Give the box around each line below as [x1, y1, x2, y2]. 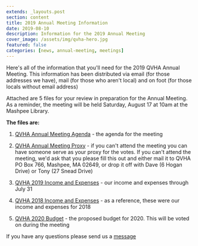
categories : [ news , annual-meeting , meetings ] [6, 48, 124, 54]
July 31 [14, 185, 33, 192]
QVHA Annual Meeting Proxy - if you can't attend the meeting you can [14, 142, 188, 149]
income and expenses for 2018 [14, 203, 91, 210]
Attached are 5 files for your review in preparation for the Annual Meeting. [6, 94, 188, 102]
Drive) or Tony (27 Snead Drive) [14, 167, 94, 174]
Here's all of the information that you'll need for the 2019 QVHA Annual [6, 64, 180, 71]
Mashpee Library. [6, 107, 49, 114]
